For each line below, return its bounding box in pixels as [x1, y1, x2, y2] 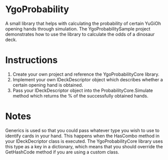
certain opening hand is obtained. [12, 82, 83, 88]
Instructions [5, 54, 58, 66]
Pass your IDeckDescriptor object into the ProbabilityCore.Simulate [12, 87, 153, 93]
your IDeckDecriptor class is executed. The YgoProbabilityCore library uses [5, 138, 163, 144]
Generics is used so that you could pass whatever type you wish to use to [5, 127, 160, 133]
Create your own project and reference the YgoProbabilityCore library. [12, 71, 160, 77]
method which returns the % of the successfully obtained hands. [12, 92, 149, 99]
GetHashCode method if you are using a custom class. [5, 149, 119, 155]
